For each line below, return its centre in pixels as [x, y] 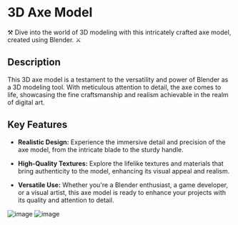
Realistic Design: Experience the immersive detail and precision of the [122, 142]
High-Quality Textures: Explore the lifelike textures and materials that [120, 163]
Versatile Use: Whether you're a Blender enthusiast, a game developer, [123, 185]
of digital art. [26, 102]
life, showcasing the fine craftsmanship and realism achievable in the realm [118, 94]
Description [34, 62]
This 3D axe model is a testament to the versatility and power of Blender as [118, 79]
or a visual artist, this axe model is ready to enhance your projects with [122, 192]
